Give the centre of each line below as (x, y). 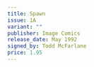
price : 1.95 (25, 53)
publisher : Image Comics (44, 33)
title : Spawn (27, 14)
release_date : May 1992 (42, 40)
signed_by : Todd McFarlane (47, 46)
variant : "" (25, 27)
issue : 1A (22, 20)
